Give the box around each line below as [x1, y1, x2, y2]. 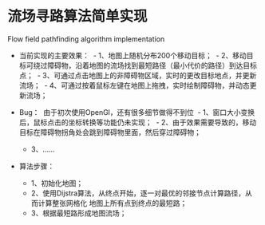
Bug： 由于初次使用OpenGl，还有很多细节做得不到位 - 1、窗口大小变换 [18, 107, 255, 116]
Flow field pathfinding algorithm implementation [7, 34, 165, 44]
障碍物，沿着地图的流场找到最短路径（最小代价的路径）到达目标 [46, 61, 257, 70]
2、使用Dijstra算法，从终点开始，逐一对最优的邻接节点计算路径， [30, 188, 246, 198]
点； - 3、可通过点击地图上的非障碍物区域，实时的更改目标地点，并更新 [18, 70, 257, 80]
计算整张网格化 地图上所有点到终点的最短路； [38, 198, 188, 207]
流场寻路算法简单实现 [7, 7, 148, 26]
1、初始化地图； [30, 178, 84, 187]
